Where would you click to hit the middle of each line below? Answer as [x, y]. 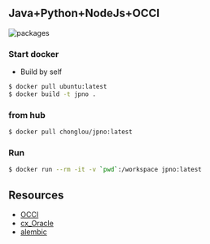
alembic [33, 232]
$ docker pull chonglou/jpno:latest [70, 132]
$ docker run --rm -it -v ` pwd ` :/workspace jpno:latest [105, 170]
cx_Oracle [37, 224]
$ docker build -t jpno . [52, 94]
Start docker [34, 54]
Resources [36, 195]
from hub [27, 115]
